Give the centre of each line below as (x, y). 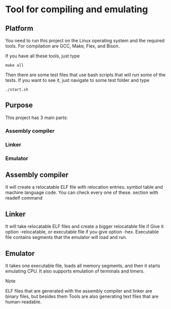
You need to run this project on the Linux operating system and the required (85, 40)
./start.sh (17, 90)
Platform (19, 28)
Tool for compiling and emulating (77, 9)
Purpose (19, 105)
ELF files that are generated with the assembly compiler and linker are (79, 291)
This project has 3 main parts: (36, 117)
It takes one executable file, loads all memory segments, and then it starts (83, 266)
